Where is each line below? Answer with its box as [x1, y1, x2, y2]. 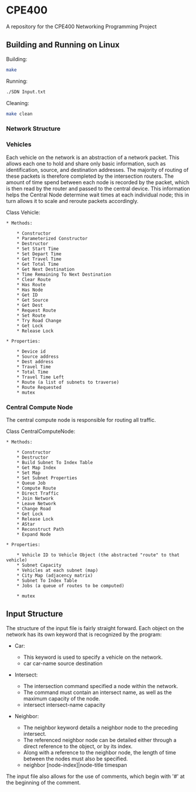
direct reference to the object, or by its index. [23, 743, 133, 750]
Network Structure [6, 124, 60, 133]
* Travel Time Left [16, 374, 65, 380]
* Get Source [16, 297, 49, 303]
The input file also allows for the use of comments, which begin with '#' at [6, 773, 185, 780]
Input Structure [6, 609, 63, 619]
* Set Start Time [16, 246, 59, 252]
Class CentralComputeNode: [6, 428, 76, 435]
